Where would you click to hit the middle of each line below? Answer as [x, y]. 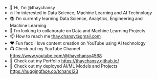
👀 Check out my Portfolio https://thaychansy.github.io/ [64, 61]
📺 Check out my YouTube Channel [45, 49]
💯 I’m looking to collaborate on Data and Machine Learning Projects [78, 31]
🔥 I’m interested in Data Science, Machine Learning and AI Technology [81, 13]
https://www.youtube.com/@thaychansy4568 [56, 56]
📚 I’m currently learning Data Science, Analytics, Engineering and [76, 19]
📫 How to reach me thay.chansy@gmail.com [55, 36]
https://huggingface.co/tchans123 [44, 71]
